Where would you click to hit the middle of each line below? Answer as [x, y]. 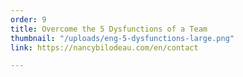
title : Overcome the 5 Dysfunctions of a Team [109, 29]
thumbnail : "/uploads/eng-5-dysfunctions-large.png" [122, 38]
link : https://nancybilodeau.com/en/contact [104, 47]
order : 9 [28, 19]
